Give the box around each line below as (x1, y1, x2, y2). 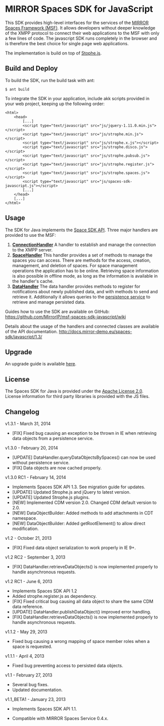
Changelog (5, 408, 40, 416)
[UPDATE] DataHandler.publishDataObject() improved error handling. (12, 609, 151, 614)
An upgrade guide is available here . (5, 361, 77, 367)
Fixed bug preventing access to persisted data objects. (12, 663, 123, 669)
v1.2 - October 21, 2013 (5, 535, 52, 541)
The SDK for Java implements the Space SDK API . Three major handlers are (5, 227, 158, 233)
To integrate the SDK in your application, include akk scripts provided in (5, 95, 150, 101)
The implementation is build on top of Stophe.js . (5, 50, 102, 56)
